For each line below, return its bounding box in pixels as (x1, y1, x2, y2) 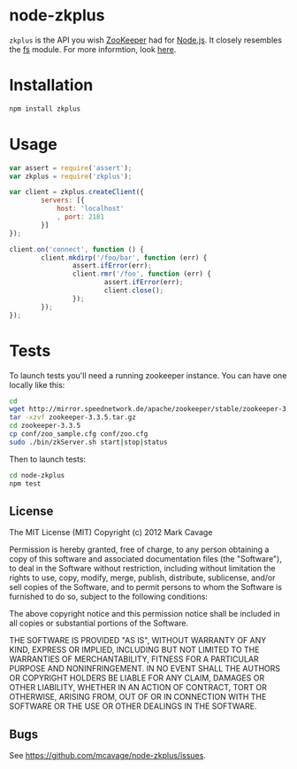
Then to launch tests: (9, 454, 87, 464)
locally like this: (9, 379, 65, 390)
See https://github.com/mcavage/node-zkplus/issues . (9, 750, 206, 761)
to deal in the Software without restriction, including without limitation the (9, 563, 276, 574)
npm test (9, 479, 42, 488)
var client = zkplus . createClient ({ (9, 188, 144, 197)
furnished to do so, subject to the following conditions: (9, 591, 208, 602)
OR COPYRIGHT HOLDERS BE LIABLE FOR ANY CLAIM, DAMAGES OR (9, 672, 265, 683)
